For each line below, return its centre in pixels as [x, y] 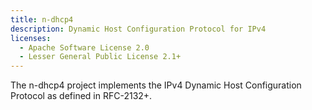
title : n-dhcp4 [42, 19]
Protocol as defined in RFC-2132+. [81, 96]
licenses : [31, 38]
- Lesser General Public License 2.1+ [100, 57]
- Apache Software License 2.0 [84, 47]
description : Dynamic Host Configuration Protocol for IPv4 [138, 29]
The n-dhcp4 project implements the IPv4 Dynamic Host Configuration [156, 85]
